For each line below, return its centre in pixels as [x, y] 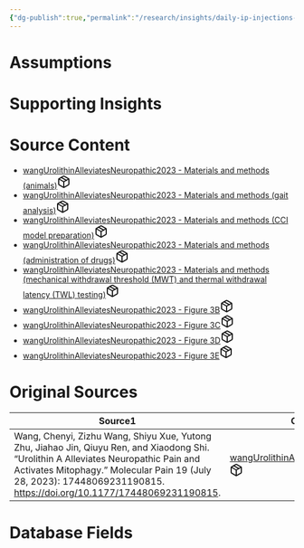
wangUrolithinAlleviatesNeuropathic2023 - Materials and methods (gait [155, 194]
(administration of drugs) [69, 260]
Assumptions [61, 62]
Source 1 [117, 420]
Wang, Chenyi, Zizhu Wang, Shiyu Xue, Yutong [113, 436]
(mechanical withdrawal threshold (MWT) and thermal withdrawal [144, 279]
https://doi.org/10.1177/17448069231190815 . [118, 492]
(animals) [40, 185]
